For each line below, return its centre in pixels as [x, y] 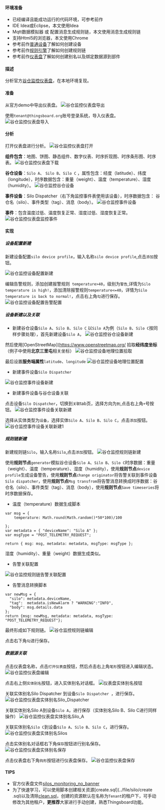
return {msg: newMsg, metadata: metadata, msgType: [59, 616]
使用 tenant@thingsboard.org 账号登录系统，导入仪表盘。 [62, 115]
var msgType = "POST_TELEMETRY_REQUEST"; [48, 535]
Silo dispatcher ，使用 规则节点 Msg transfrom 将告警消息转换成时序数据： [79, 481]
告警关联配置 [25, 564]
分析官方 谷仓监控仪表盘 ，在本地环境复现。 [48, 81]
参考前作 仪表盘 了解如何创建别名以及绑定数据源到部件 [66, 56]
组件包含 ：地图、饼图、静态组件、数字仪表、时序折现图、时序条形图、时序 [81, 156]
